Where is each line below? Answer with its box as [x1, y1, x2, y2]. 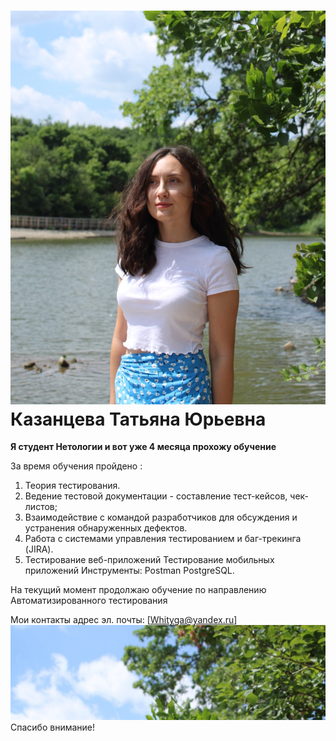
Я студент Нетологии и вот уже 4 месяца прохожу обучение [10, 441, 277, 453]
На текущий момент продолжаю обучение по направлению [10, 584, 267, 596]
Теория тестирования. [24, 480, 121, 492]
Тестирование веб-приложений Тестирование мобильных [24, 554, 275, 566]
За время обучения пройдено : [10, 460, 143, 472]
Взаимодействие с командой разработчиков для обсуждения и [24, 511, 298, 524]
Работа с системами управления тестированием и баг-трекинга [24, 533, 302, 545]
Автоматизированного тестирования [10, 595, 168, 607]
